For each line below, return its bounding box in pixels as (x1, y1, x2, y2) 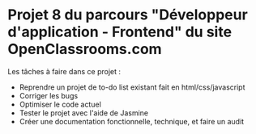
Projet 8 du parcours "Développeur (7, 6, 248, 24)
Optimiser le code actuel (19, 99, 102, 109)
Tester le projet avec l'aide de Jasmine (19, 107, 149, 118)
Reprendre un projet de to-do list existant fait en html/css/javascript (19, 82, 245, 92)
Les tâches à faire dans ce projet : (7, 66, 122, 76)
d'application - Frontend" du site (7, 23, 233, 41)
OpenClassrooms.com (7, 40, 163, 58)
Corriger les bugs (19, 90, 79, 100)
